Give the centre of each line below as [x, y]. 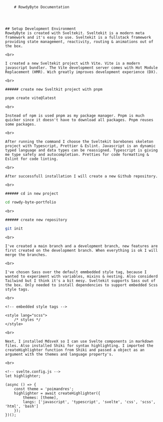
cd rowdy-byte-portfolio [31, 202]
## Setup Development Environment [41, 29]
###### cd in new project [32, 193]
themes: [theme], [41, 398]
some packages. [21, 124]
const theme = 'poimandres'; [44, 389]
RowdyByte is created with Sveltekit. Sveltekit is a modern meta [75, 33]
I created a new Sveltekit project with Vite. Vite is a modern [73, 63]
